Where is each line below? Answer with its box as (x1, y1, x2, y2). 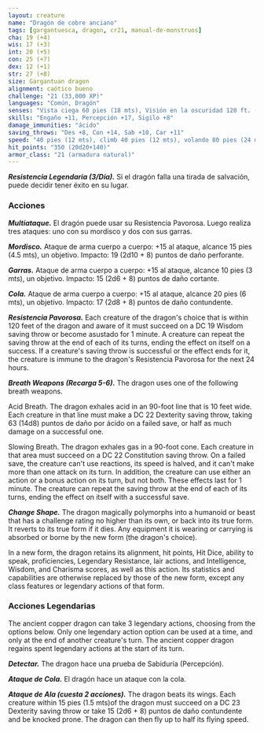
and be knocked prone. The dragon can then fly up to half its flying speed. (8, 714, 249, 724)
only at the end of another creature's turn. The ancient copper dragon (8, 635, 234, 645)
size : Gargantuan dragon (8, 77, 90, 85)
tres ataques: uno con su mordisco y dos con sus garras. (8, 226, 192, 236)
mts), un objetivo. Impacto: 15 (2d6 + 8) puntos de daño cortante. (8, 273, 220, 283)
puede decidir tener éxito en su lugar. (8, 180, 130, 190)
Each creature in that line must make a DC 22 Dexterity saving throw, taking (8, 410, 253, 420)
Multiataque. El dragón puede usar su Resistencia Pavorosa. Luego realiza (8, 218, 251, 227)
